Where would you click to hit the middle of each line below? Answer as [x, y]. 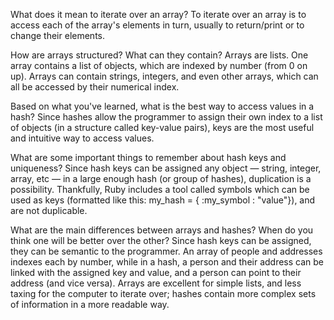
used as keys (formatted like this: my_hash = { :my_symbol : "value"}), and [163, 200]
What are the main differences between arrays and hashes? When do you [162, 230]
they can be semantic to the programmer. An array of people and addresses [166, 251]
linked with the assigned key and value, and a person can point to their [156, 272]
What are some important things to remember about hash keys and [148, 157]
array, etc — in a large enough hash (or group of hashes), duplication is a [161, 178]
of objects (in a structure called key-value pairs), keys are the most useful [162, 127]
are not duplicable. [49, 210]
